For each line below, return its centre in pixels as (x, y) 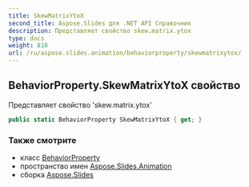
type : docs (26, 38)
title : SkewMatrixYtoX (46, 16)
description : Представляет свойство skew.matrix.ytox (100, 30)
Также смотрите (42, 140)
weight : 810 (28, 46)
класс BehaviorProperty (60, 157)
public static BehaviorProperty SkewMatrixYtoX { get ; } (105, 120)
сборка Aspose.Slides (56, 174)
